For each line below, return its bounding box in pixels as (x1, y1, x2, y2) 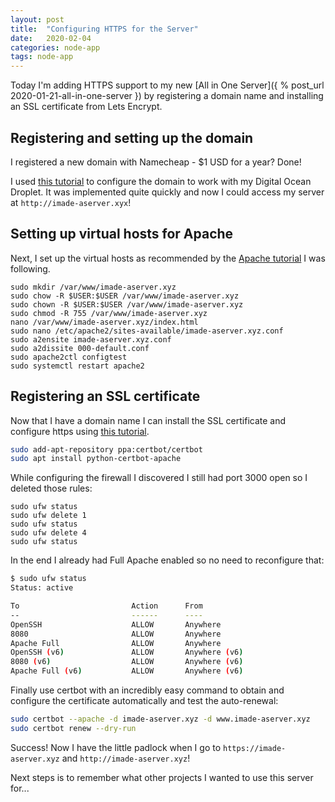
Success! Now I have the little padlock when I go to (10, 741, 222, 753)
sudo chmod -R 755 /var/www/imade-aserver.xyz (10, 308, 208, 318)
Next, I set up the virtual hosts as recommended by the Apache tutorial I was (10, 252, 326, 264)
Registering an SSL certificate (10, 388, 201, 405)
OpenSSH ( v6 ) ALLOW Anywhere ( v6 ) (10, 647, 244, 658)
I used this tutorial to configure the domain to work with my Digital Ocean (10, 175, 312, 187)
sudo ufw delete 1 (10, 511, 87, 521)
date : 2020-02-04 (10, 33, 92, 43)
